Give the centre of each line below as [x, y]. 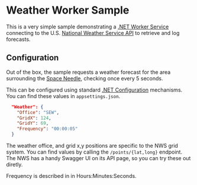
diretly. [14, 164]
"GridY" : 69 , [33, 124]
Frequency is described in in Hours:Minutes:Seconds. [72, 176]
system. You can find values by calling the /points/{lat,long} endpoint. [94, 152]
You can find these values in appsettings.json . [63, 96]
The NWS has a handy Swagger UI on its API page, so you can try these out [98, 158]
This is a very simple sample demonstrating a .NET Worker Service [88, 27]
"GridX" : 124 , [34, 118]
